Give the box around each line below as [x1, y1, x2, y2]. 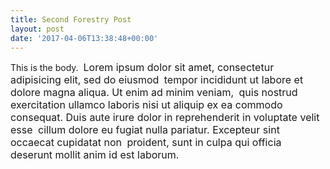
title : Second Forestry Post [10, 14, 132, 25]
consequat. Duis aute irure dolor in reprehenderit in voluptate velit [10, 111, 320, 125]
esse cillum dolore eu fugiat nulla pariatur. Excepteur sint [10, 123, 280, 137]
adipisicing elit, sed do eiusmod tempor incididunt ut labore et [10, 73, 304, 87]
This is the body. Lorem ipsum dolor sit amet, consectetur [10, 61, 275, 75]
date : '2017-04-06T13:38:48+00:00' [10, 33, 159, 43]
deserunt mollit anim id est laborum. [10, 148, 180, 162]
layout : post [10, 24, 65, 34]
